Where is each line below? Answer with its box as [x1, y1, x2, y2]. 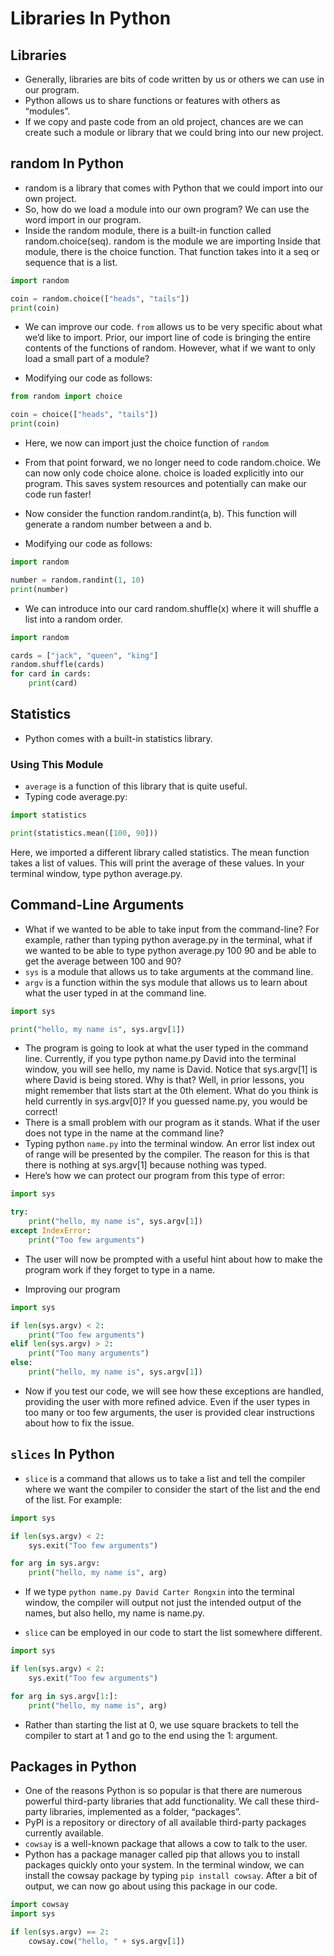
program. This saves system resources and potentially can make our [24, 478, 307, 490]
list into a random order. [24, 613, 123, 625]
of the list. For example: [24, 1493, 123, 1506]
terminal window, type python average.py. [10, 867, 183, 879]
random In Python [10, 155, 125, 172]
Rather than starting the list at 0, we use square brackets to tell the [24, 1718, 299, 1731]
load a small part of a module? [24, 353, 150, 365]
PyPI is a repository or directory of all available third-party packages [24, 1817, 307, 1829]
